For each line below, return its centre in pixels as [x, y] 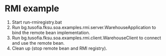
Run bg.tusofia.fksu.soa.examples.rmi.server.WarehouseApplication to [84, 27]
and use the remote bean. [38, 43]
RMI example [32, 9]
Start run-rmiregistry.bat [37, 22]
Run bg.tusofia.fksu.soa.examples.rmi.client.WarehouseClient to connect [86, 38]
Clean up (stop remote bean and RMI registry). [59, 48]
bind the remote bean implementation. [51, 32]
